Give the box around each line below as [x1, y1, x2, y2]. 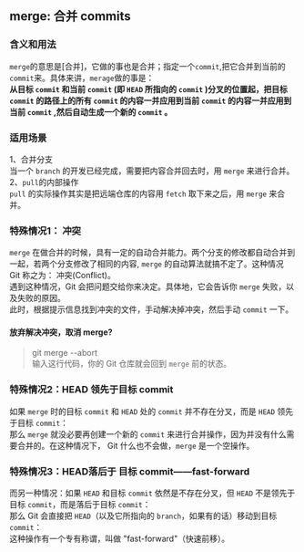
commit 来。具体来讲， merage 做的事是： [9, 72, 155, 83]
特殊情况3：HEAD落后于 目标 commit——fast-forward [9, 464, 250, 477]
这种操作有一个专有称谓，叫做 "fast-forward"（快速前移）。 [9, 533, 230, 545]
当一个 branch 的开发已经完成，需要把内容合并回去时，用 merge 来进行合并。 [9, 165, 295, 176]
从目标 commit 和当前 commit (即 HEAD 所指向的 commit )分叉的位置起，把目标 [9, 83, 289, 94]
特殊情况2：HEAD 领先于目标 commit [9, 383, 174, 396]
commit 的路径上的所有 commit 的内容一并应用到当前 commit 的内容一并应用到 [9, 95, 292, 106]
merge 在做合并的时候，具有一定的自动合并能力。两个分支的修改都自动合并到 [9, 247, 296, 258]
